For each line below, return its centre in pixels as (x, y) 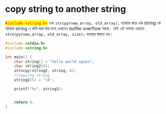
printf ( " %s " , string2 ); (39, 89)
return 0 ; (24, 102)
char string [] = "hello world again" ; (54, 61)
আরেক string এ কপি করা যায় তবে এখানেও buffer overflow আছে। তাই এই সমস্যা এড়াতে (75, 28)
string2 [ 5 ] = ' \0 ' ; (34, 80)
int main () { (19, 57)
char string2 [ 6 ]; (32, 66)
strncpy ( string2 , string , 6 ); (45, 71)
